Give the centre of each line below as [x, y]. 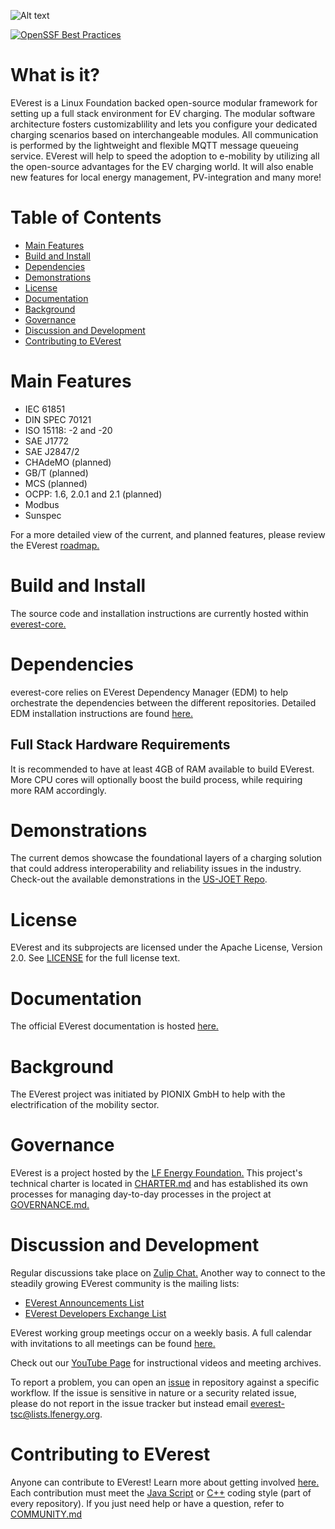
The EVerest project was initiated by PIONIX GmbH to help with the [148, 1094]
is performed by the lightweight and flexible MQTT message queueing [154, 145]
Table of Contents [86, 217]
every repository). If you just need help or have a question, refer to [147, 1504]
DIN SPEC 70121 [58, 419]
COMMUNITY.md [46, 1514]
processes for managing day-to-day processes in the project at [141, 1194]
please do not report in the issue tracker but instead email [129, 1404]
